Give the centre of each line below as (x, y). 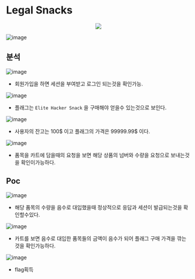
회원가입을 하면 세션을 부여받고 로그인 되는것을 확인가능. (79, 84)
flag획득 (24, 269)
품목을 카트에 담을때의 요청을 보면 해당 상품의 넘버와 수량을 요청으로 (92, 155)
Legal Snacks (40, 10)
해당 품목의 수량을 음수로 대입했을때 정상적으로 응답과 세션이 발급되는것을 (98, 207)
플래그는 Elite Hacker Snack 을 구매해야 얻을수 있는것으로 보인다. (90, 107)
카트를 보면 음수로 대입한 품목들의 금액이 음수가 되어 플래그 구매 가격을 (95, 238)
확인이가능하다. (38, 162)
